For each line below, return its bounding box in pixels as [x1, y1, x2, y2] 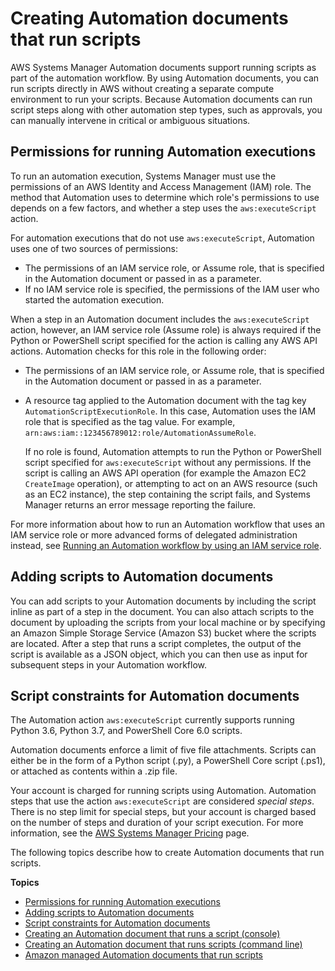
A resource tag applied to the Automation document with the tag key [24, 394, 307, 406]
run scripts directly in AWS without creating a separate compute [10, 82, 275, 94]
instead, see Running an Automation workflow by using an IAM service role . [10, 539, 322, 551]
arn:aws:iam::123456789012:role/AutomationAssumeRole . [24, 426, 257, 438]
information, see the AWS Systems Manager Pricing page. [10, 827, 250, 839]
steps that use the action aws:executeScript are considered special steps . [10, 795, 315, 807]
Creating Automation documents [10, 7, 289, 30]
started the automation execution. [24, 293, 165, 306]
